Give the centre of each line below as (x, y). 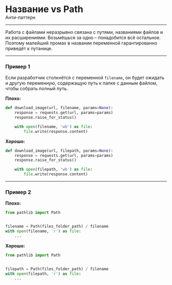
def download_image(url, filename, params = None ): (59, 108)
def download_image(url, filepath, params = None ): (59, 151)
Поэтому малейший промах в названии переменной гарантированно (81, 43)
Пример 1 (18, 66)
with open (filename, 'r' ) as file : (43, 231)
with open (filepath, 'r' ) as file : (43, 274)
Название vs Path (44, 9)
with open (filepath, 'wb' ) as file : (54, 170)
